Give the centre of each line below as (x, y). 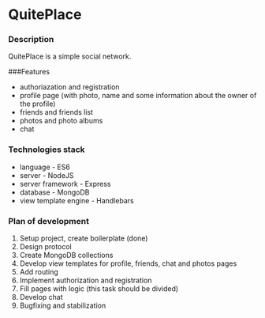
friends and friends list (56, 112)
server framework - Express (65, 184)
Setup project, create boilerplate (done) (84, 238)
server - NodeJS (47, 175)
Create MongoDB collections (66, 256)
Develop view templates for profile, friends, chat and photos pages (128, 263)
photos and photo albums (61, 121)
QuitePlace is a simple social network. (70, 56)
